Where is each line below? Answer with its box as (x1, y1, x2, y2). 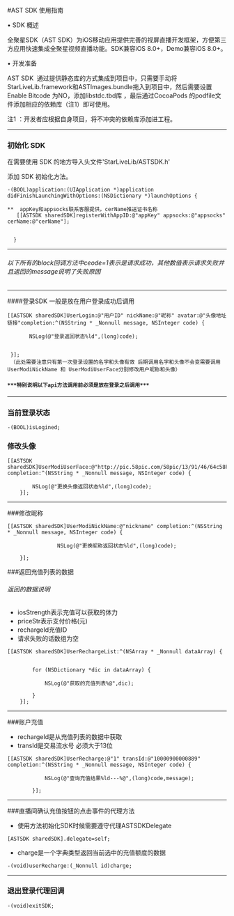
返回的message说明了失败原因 (13, 267, 101, 275)
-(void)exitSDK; (7, 902, 54, 909)
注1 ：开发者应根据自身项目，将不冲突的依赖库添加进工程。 (7, 115, 176, 123)
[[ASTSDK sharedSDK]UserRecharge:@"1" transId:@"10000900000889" (7, 755, 201, 762)
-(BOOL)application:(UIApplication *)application (7, 187, 155, 194)
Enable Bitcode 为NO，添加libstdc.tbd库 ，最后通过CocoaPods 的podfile (7, 91, 216, 100)
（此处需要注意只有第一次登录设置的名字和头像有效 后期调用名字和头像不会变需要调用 (10, 358, 221, 366)
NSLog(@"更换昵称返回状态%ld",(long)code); (56, 543, 177, 550)
